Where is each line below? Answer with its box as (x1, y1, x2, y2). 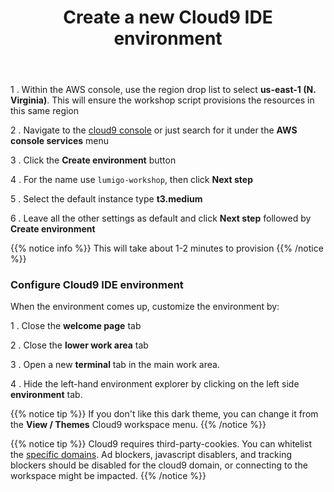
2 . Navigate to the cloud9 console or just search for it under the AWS (10, 124, 298, 136)
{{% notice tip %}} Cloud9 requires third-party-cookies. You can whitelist (10, 438, 312, 450)
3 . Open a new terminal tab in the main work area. (10, 359, 220, 371)
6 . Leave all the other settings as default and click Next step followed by (10, 212, 312, 225)
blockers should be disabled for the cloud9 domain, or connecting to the (10, 459, 308, 471)
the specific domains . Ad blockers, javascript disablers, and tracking (10, 449, 293, 461)
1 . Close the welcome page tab (10, 320, 142, 332)
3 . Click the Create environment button (10, 154, 177, 166)
